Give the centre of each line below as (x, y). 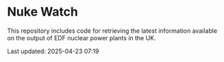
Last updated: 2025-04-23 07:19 (53, 51)
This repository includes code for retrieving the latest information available (112, 31)
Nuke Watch (43, 12)
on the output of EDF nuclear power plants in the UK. (82, 37)
